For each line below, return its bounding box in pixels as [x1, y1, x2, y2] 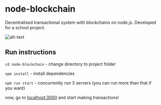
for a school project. [5, 24, 46, 30]
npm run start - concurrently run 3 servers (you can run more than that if [5, 80, 152, 86]
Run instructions [5, 48, 57, 56]
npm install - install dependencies [5, 70, 75, 76]
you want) [5, 85, 25, 91]
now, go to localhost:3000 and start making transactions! [5, 94, 119, 100]
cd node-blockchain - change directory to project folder [5, 61, 116, 67]
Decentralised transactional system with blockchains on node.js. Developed [5, 19, 156, 25]
